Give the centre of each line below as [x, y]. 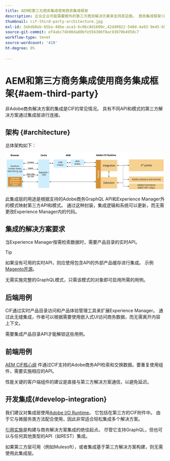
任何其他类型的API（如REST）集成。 [52, 436]
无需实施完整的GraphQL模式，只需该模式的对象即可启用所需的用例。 [77, 280]
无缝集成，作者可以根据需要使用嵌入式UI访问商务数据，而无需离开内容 [87, 317]
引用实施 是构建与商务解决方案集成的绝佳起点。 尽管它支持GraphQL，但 [79, 430]
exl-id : [13, 27]
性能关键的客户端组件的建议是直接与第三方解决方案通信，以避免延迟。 [78, 382]
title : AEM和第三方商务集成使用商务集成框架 [47, 11]
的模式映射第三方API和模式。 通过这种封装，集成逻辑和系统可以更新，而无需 [85, 205]
